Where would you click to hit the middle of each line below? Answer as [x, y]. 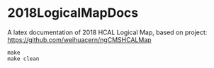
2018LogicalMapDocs [73, 13]
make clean [23, 59]
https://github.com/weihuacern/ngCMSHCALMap [79, 39]
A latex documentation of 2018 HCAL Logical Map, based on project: [107, 32]
